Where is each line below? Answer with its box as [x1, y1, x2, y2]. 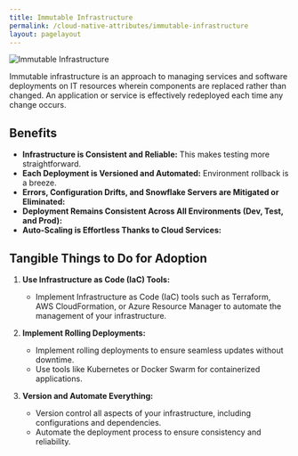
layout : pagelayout [9, 29, 82, 38]
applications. [35, 373, 83, 384]
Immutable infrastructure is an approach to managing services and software [9, 71, 288, 82]
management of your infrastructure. [35, 311, 167, 321]
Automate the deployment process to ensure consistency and [35, 427, 262, 437]
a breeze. [21, 177, 58, 188]
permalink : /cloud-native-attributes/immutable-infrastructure [9, 21, 249, 30]
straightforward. [21, 159, 82, 169]
